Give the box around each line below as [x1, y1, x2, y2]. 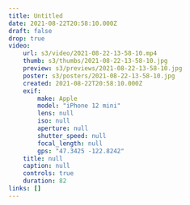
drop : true [8, 34, 45, 43]
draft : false [8, 27, 53, 35]
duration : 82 [23, 177, 67, 186]
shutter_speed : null [37, 132, 107, 140]
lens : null [37, 110, 74, 118]
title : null [23, 154, 63, 162]
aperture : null [37, 124, 89, 132]
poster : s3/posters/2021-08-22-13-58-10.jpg [23, 72, 175, 80]
